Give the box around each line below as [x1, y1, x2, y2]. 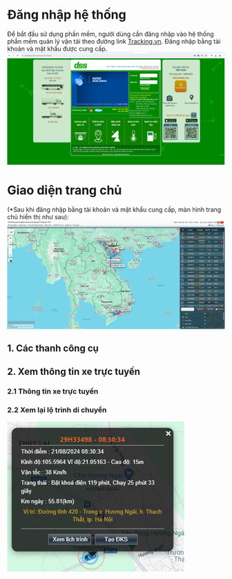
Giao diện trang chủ [7, 183, 122, 198]
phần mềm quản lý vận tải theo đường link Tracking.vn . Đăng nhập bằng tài [7, 37, 221, 45]
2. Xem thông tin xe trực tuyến [7, 366, 140, 378]
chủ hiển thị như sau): [7, 212, 69, 221]
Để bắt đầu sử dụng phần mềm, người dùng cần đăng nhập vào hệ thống [7, 30, 214, 38]
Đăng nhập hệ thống [7, 7, 126, 23]
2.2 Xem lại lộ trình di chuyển [7, 405, 107, 415]
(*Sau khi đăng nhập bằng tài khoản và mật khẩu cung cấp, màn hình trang [7, 205, 222, 214]
